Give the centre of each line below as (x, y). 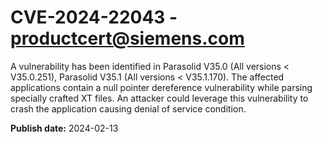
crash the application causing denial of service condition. (128, 108)
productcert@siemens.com (127, 38)
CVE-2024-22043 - (94, 17)
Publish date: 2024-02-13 (64, 128)
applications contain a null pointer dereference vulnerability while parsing (161, 87)
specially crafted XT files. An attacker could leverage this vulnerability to (159, 98)
